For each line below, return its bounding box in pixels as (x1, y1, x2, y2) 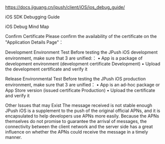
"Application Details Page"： (5, 39, 64, 45)
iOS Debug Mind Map (5, 23, 49, 29)
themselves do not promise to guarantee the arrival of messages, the (5, 118, 147, 124)
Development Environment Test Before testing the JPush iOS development (5, 49, 158, 55)
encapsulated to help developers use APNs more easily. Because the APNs (5, 113, 160, 119)
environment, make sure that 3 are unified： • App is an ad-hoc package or (5, 82, 161, 87)
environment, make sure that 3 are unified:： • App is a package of (5, 55, 143, 61)
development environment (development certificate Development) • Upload (5, 61, 161, 66)
